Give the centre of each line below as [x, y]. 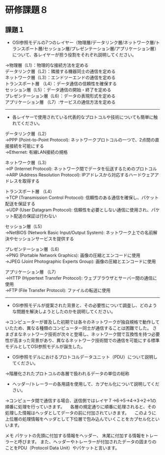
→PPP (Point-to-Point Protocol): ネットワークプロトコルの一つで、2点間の [80, 140]
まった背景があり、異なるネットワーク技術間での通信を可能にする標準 [89, 340]
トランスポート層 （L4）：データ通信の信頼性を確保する [61, 84]
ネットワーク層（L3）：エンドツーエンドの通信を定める [60, 77]
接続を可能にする [27, 146]
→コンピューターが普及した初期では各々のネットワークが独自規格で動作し [80, 322]
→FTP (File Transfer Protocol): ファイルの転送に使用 [58, 290]
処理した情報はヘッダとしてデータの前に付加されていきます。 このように [81, 413]
